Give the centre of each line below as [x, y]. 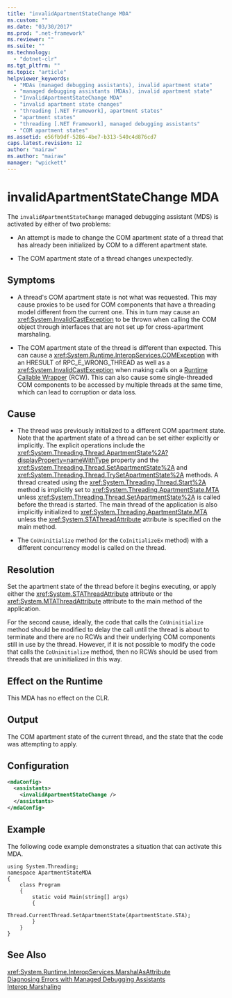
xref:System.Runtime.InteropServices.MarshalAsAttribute [89, 972]
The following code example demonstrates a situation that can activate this [115, 846]
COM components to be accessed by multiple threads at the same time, [120, 385]
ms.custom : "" [28, 20]
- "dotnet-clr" [35, 59]
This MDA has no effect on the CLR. [58, 698]
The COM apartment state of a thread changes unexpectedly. [105, 258]
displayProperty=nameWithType [63, 460]
